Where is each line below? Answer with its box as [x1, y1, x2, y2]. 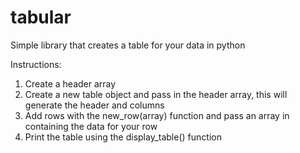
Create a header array [24, 77, 117, 90]
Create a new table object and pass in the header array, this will [24, 88, 288, 100]
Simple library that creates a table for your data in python [10, 39, 246, 51]
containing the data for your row [24, 120, 158, 132]
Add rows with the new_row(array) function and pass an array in [24, 109, 290, 121]
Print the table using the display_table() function [24, 131, 222, 143]
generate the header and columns [24, 99, 165, 111]
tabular [10, 6, 72, 29]
